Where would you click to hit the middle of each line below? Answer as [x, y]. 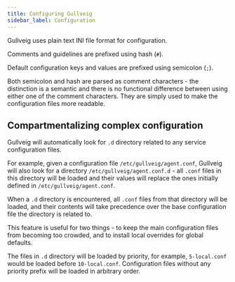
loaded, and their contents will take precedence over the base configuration [117, 207]
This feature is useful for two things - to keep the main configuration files [113, 228]
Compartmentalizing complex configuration [105, 125]
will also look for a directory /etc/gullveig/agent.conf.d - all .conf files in [114, 171]
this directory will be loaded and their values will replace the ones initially [113, 178]
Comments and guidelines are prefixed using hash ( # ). [85, 54]
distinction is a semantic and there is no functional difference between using [117, 88]
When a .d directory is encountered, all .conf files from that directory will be [117, 199]
